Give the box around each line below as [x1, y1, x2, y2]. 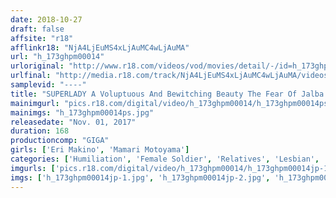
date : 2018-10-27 [10, 14, 83, 25]
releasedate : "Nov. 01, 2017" [10, 117, 137, 127]
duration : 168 [10, 126, 70, 136]
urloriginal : [10, 61, 65, 71]
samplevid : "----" [10, 80, 87, 90]
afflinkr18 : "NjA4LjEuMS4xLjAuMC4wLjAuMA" [10, 42, 190, 53]
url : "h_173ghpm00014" [10, 52, 105, 62]
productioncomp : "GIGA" [10, 136, 110, 146]
